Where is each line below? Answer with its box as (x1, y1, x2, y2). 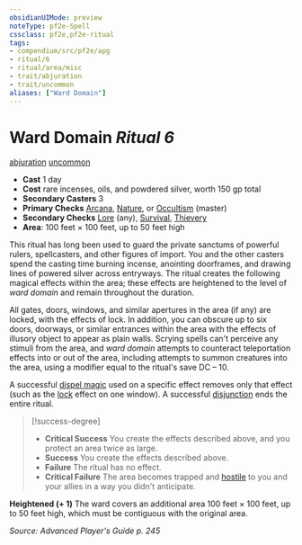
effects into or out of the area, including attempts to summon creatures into (9, 353, 288, 363)
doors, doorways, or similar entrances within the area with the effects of (9, 324, 277, 335)
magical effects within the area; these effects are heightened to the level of (9, 278, 288, 289)
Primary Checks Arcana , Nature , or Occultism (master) (22, 203, 227, 214)
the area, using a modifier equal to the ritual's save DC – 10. (9, 362, 229, 373)
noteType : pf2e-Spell (9, 22, 91, 31)
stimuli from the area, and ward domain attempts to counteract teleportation (9, 343, 291, 353)
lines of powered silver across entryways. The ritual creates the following (9, 268, 280, 279)
